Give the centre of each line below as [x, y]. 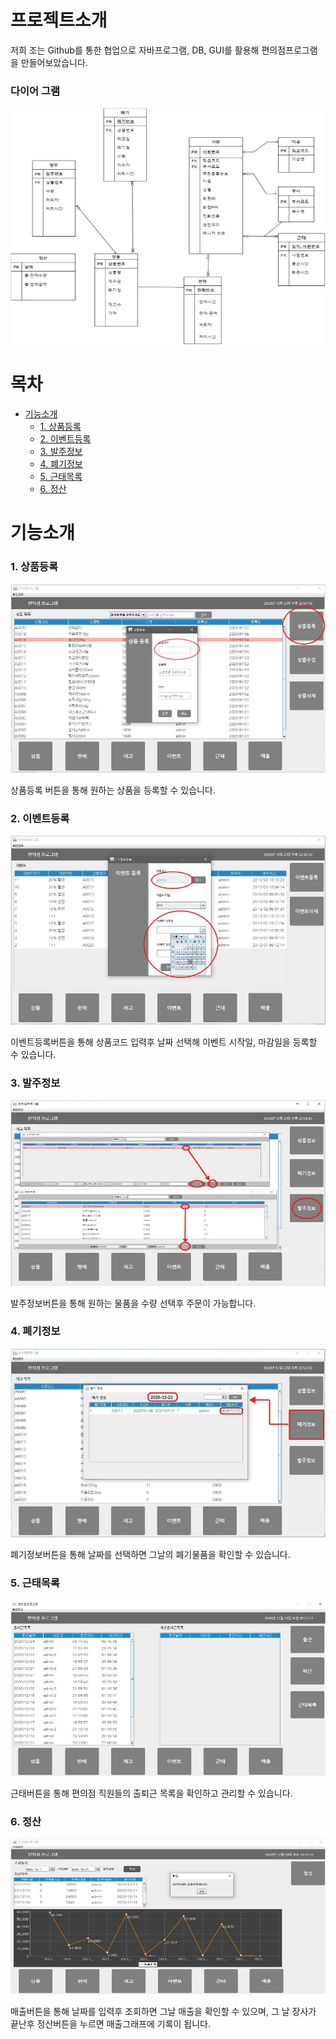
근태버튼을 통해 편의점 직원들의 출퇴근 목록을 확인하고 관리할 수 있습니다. [151, 1793]
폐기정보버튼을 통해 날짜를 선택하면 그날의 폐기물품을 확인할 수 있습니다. [150, 1555]
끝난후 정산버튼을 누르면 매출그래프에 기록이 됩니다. [110, 2023]
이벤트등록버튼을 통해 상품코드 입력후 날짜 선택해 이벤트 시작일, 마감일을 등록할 [164, 1042]
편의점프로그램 [289, 50]
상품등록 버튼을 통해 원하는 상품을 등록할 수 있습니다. [113, 790]
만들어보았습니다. [54, 62]
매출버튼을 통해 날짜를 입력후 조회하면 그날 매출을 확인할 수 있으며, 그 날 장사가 [163, 2011]
